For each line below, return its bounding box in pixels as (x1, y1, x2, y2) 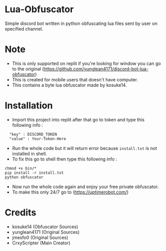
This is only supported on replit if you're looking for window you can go (12, 60, 161, 67)
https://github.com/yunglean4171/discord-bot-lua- (44, 66, 149, 72)
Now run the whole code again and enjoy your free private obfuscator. (12, 183, 159, 190)
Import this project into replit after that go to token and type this (12, 116, 145, 122)
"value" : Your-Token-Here (9, 136, 66, 141)
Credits (5, 207, 36, 218)
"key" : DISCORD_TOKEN (9, 132, 57, 137)
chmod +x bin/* (5, 166, 37, 171)
